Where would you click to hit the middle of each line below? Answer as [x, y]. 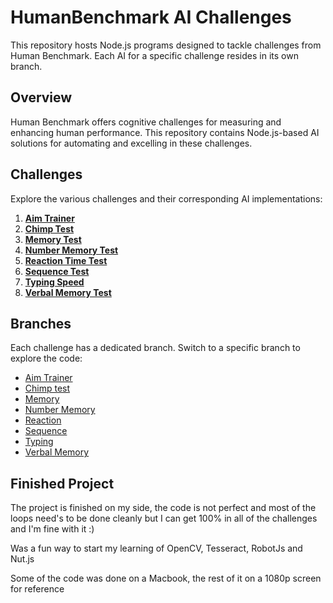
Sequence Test [57, 271]
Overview [41, 97]
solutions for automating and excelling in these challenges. [131, 143]
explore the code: [46, 358]
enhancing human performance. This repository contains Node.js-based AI [165, 132]
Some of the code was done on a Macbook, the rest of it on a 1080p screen [166, 578]
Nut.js [22, 559]
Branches [41, 323]
